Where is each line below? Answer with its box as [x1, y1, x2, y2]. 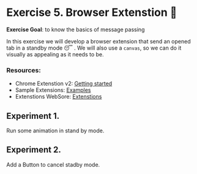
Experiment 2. [6, 145, 61, 155]
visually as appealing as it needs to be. [6, 50, 104, 58]
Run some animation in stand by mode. [6, 127, 105, 134]
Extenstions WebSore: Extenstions [15, 93, 102, 100]
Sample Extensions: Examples [15, 86, 91, 94]
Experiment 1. [6, 110, 60, 121]
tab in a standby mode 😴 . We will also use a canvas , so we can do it [6, 44, 182, 51]
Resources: [6, 66, 41, 74]
